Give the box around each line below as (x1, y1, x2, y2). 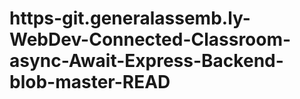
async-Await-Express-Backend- (9, 50, 284, 72)
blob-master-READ (9, 71, 171, 94)
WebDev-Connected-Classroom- (9, 28, 292, 51)
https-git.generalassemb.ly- (9, 7, 251, 30)
